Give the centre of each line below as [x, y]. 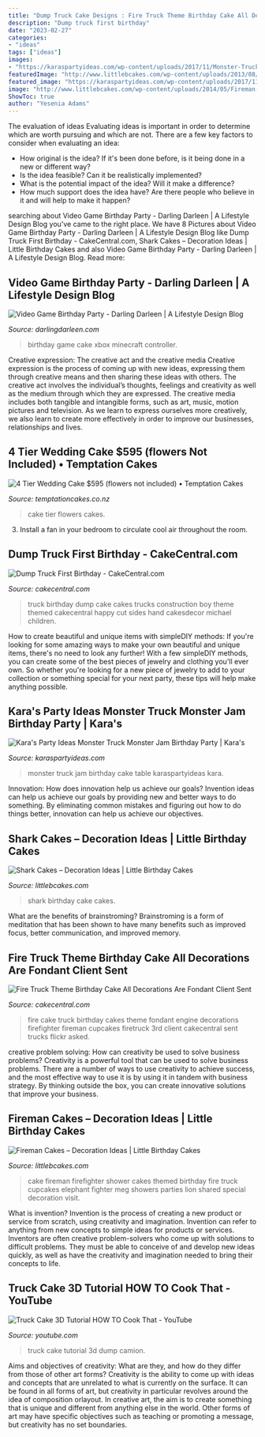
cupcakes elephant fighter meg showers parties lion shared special [136, 1189]
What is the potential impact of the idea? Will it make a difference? [127, 183]
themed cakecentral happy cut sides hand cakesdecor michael [129, 612]
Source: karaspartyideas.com [56, 758]
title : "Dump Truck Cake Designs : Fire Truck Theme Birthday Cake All [128, 15]
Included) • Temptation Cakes [83, 465]
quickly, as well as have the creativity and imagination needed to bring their [131, 1255]
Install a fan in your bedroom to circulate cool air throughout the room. [134, 529]
